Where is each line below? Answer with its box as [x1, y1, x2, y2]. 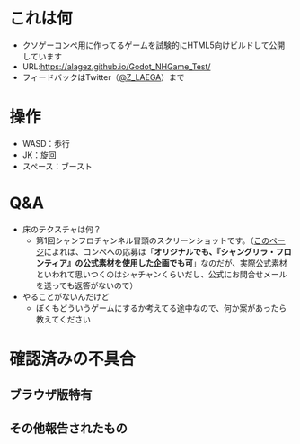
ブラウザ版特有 [9, 387, 93, 403]
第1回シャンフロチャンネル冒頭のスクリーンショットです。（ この [35, 235, 270, 246]
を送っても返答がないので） [35, 280, 138, 291]
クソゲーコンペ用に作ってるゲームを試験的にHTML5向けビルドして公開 [22, 40, 286, 50]
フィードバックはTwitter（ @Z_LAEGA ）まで [22, 71, 185, 82]
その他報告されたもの [9, 421, 128, 436]
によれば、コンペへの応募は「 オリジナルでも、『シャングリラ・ [43, 246, 277, 257]
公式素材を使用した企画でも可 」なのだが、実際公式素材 [82, 258, 287, 268]
